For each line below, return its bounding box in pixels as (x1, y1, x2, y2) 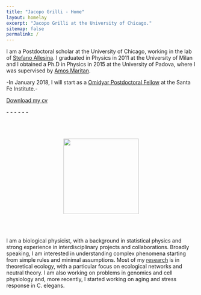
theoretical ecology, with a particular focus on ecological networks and (6, 263, 182, 270)
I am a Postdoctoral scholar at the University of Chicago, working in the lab (6, 48, 193, 55)
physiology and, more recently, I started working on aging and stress (6, 276, 177, 283)
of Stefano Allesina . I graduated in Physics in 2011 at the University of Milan (6, 54, 193, 62)
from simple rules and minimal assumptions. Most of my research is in (6, 256, 180, 264)
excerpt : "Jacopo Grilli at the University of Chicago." (6, 20, 152, 26)
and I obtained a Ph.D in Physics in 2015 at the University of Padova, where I (6, 61, 196, 68)
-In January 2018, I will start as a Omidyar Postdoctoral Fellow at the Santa (6, 79, 191, 86)
